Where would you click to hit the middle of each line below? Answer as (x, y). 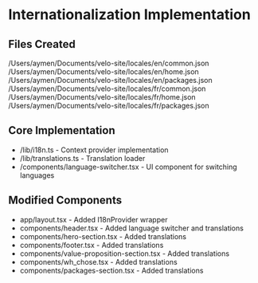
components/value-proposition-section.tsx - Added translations (124, 254)
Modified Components (65, 200)
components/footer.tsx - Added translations (92, 245)
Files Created (42, 44)
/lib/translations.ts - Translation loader (82, 158)
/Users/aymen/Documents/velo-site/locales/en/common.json (109, 63)
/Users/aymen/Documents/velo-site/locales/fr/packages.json (109, 106)
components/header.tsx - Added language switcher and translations (132, 228)
